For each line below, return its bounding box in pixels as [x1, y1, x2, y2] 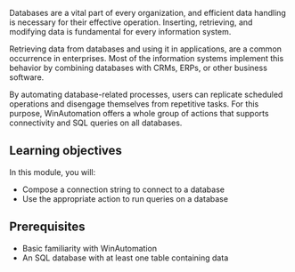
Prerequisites [9, 220, 86, 235]
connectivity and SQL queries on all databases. [9, 117, 183, 128]
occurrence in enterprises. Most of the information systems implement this [9, 53, 284, 63]
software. [9, 72, 45, 83]
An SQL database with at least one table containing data [21, 252, 229, 263]
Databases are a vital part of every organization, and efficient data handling [9, 8, 287, 18]
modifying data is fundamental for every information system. [9, 27, 232, 36]
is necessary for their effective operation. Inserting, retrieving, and [9, 17, 253, 28]
